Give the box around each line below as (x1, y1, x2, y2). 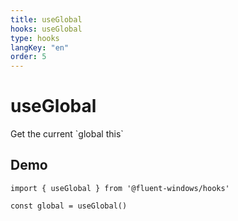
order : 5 (10, 52, 47, 62)
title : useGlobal (10, 14, 83, 25)
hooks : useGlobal (10, 24, 83, 34)
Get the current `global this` (10, 128, 124, 140)
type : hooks (10, 33, 60, 43)
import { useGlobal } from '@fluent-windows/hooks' (10, 183, 230, 193)
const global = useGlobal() (10, 201, 128, 211)
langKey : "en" (10, 42, 70, 53)
